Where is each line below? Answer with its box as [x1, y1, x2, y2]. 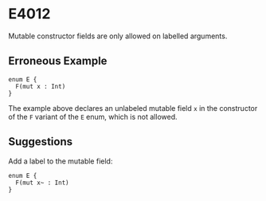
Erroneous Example [8, 54, 108, 68]
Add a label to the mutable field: [8, 156, 113, 166]
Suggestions [8, 135, 73, 148]
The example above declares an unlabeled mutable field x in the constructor [8, 103, 258, 112]
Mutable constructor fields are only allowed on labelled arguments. [8, 31, 228, 41]
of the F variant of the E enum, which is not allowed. [8, 112, 178, 121]
